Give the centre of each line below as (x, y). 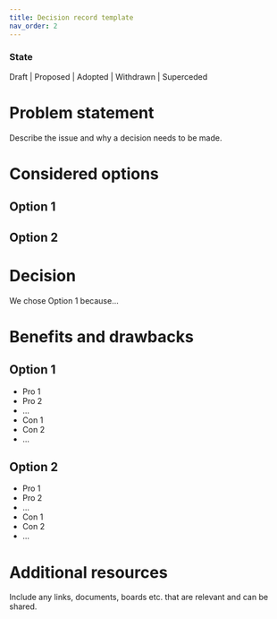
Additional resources (88, 572)
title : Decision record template (71, 17)
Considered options (84, 173)
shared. (23, 606)
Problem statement (82, 112)
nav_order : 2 (34, 26)
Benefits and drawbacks (101, 336)
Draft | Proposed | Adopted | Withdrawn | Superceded (109, 76)
